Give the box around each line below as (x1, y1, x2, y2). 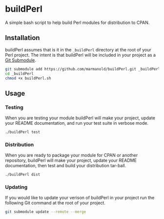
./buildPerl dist (5, 172, 41, 177)
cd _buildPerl (5, 71, 34, 76)
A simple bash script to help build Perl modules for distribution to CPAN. (5, 20, 150, 25)
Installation (5, 34, 40, 42)
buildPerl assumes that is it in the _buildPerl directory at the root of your (5, 46, 151, 52)
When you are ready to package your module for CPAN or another (5, 153, 138, 158)
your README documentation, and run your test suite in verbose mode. (5, 120, 149, 126)
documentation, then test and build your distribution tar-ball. (5, 163, 126, 169)
